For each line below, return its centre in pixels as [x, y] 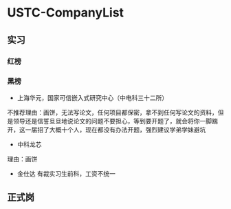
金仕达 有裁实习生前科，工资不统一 [66, 173]
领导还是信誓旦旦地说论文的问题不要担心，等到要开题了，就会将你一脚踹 [115, 121]
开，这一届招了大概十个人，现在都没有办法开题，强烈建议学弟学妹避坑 [107, 130]
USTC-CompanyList [66, 13]
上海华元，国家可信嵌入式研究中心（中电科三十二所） [92, 97]
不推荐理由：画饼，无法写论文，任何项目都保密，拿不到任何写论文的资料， [112, 112]
